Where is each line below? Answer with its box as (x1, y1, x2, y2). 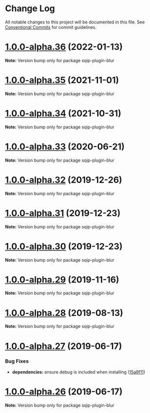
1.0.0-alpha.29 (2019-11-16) (5, 274, 119, 285)
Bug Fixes (5, 358, 29, 365)
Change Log (5, 3, 55, 14)
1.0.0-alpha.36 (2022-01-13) (5, 41, 123, 53)
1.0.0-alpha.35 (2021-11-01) (5, 75, 119, 86)
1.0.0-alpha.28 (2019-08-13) (5, 307, 123, 318)
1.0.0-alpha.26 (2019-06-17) (5, 386, 123, 397)
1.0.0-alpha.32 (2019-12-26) (5, 174, 123, 186)
